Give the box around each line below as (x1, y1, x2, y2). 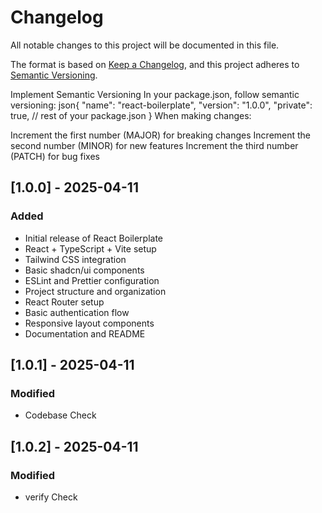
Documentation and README (24, 327, 146, 340)
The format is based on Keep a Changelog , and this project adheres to (10, 58, 300, 70)
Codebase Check (24, 409, 97, 421)
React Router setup (24, 296, 105, 308)
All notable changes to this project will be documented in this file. (10, 39, 280, 51)
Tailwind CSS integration (24, 253, 127, 265)
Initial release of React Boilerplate (24, 232, 164, 244)
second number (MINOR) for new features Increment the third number (10, 139, 299, 151)
